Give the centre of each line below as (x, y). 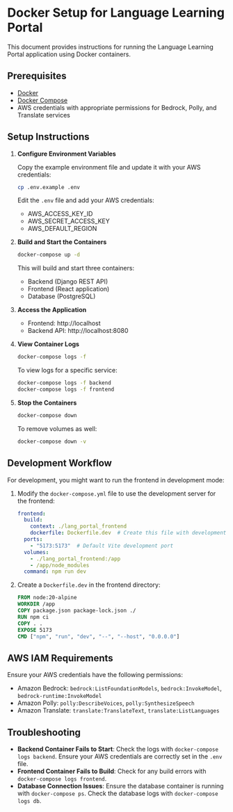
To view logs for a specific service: (67, 371)
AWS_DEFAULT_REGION (62, 229)
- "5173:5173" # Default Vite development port (102, 546)
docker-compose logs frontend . (62, 779)
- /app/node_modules (60, 565)
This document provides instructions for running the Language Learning (110, 47)
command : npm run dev (55, 571)
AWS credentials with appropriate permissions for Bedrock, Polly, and (117, 107)
